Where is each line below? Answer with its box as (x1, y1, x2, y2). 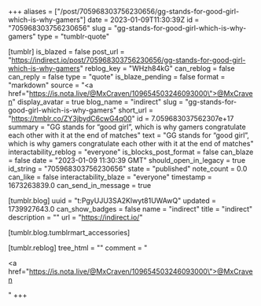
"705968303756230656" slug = (8, 24, 112, 32)
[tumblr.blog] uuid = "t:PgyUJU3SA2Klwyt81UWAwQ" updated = (8, 196, 217, 205)
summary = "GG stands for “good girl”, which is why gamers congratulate (8, 122, 246, 131)
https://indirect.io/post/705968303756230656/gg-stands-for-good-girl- (11, 55, 246, 65)
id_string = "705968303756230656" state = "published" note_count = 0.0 (8, 164, 248, 173)
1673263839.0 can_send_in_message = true (8, 181, 152, 190)
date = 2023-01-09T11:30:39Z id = (87, 15, 200, 24)
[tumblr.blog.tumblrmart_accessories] (8, 228, 130, 237)
